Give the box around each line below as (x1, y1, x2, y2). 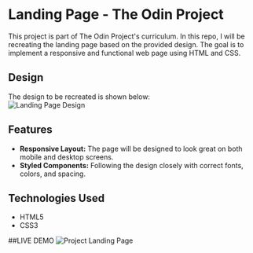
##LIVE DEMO (8, 236, 55, 245)
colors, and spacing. (19, 169, 86, 178)
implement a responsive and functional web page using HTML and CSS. (8, 48, 241, 57)
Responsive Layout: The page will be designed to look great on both (19, 144, 243, 153)
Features (8, 123, 53, 137)
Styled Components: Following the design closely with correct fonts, (19, 160, 244, 170)
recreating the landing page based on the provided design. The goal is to (8, 39, 244, 49)
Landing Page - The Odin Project (8, 5, 224, 24)
